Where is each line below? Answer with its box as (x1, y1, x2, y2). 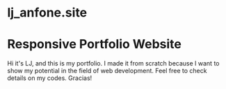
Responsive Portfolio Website (7, 37, 182, 52)
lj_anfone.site (7, 5, 88, 21)
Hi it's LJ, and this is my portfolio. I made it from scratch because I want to (7, 59, 220, 68)
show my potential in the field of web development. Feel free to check (7, 67, 207, 75)
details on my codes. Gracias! (7, 74, 92, 82)
